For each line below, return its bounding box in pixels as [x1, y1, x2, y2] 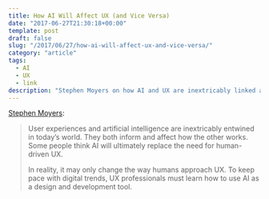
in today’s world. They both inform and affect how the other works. [27, 132, 248, 142]
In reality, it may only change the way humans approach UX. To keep [27, 165, 255, 175]
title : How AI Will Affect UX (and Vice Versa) [8, 11, 171, 20]
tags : [8, 57, 26, 65]
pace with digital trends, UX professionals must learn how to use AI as [27, 173, 259, 183]
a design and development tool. [27, 182, 132, 192]
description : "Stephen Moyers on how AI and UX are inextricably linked [8, 86, 256, 95]
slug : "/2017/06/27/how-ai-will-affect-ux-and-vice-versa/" [8, 42, 214, 50]
